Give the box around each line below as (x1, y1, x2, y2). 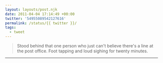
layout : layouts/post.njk (5, 7, 57, 12)
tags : (5, 25, 16, 30)
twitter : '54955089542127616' (5, 16, 66, 21)
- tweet (9, 30, 25, 34)
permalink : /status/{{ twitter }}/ (5, 20, 77, 26)
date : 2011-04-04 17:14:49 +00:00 (5, 12, 75, 16)
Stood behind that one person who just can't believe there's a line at (16, 43, 154, 48)
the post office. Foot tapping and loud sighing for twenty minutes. (16, 48, 148, 54)
